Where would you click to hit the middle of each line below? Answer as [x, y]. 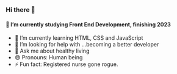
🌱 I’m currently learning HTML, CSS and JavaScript [79, 38]
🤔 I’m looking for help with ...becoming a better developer [87, 45]
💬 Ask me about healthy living [52, 51]
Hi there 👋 [21, 10]
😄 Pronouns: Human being [49, 57]
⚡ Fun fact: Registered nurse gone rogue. [66, 64]
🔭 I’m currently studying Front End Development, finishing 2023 [88, 24]
